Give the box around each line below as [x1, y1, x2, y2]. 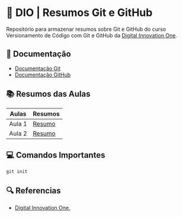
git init [6, 169, 28, 175]
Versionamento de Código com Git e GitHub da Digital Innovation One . [6, 31, 178, 39]
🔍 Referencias [6, 186, 61, 196]
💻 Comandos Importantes [6, 150, 105, 160]
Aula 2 [9, 129, 28, 138]
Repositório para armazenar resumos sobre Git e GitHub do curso [6, 25, 166, 33]
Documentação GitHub [14, 71, 71, 78]
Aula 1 [9, 119, 28, 127]
